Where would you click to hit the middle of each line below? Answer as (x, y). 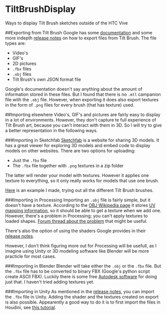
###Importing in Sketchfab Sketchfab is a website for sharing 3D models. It (82, 140)
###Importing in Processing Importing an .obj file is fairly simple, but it (78, 200)
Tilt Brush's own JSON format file (46, 79)
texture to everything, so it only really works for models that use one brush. (82, 180)
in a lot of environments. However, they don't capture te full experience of (81, 120)
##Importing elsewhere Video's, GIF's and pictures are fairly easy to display (83, 114)
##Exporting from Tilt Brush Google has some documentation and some (79, 32)
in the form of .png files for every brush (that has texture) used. (70, 105)
